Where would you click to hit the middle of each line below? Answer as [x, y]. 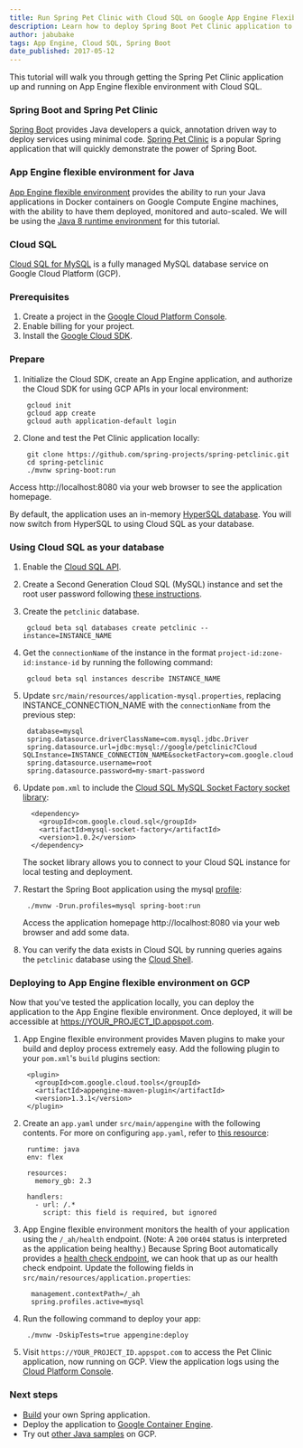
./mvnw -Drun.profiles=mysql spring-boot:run [114, 906]
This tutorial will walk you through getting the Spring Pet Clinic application [147, 77]
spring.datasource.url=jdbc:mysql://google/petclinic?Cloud [142, 747]
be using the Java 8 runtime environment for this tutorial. [115, 221]
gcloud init [49, 405]
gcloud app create [61, 413]
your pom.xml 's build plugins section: [91, 1058]
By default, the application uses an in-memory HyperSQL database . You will [150, 514]
